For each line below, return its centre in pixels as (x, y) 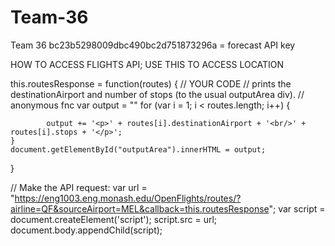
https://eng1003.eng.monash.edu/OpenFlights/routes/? (128, 198)
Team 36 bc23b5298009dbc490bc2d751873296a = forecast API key (153, 45)
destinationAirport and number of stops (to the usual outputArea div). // (157, 94)
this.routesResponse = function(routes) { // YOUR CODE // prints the (151, 83)
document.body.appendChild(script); (86, 230)
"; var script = (297, 208)
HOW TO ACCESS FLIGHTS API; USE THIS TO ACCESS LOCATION (147, 64)
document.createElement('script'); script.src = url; (114, 219)
